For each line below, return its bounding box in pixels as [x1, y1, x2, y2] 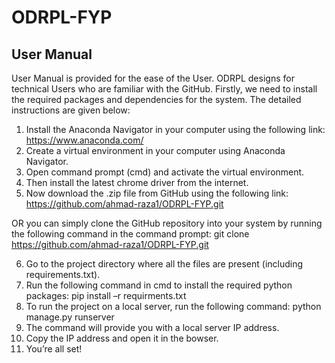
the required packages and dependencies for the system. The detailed [11, 94, 302, 105]
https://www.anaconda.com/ [25, 134, 144, 146]
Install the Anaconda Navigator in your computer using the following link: [25, 124, 326, 135]
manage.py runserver [25, 311, 115, 323]
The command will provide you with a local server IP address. [25, 322, 280, 333]
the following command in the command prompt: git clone [11, 228, 250, 240]
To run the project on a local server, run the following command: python [25, 301, 322, 312]
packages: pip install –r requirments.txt [25, 290, 187, 301]
